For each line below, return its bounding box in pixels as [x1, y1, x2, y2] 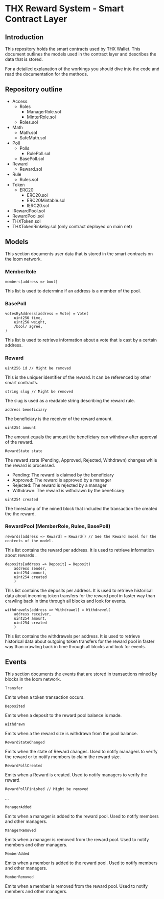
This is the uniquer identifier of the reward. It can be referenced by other [5, 374, 151, 380]
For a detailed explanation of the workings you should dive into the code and [5, 66, 160, 72]
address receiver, [14, 611, 51, 616]
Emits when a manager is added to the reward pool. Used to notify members [5, 813, 159, 819]
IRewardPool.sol [12, 208, 45, 213]
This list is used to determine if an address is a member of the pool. [5, 288, 141, 293]
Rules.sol [19, 176, 38, 182]
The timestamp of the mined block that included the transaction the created [5, 505, 158, 511]
